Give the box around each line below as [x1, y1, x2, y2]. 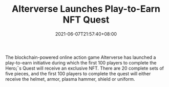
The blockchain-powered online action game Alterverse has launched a [5, 54, 156, 60]
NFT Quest [62, 14, 110, 26]
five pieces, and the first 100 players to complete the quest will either [5, 70, 151, 77]
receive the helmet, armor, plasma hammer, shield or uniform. [5, 76, 135, 82]
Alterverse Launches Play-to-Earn [12, 3, 160, 15]
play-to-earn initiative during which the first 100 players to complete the [5, 59, 157, 66]
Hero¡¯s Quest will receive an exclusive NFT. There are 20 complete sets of [5, 65, 164, 71]
